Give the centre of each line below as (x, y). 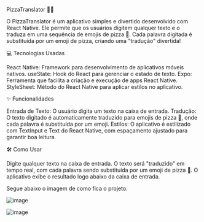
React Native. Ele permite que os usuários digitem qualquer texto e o (93, 28)
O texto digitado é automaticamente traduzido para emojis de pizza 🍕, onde (102, 117)
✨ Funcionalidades (30, 99)
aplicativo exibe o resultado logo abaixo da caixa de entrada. (83, 177)
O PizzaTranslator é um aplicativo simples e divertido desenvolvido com (97, 21)
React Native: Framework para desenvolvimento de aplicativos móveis (95, 67)
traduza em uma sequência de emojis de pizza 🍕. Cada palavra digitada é (99, 34)
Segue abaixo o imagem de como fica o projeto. (67, 188)
